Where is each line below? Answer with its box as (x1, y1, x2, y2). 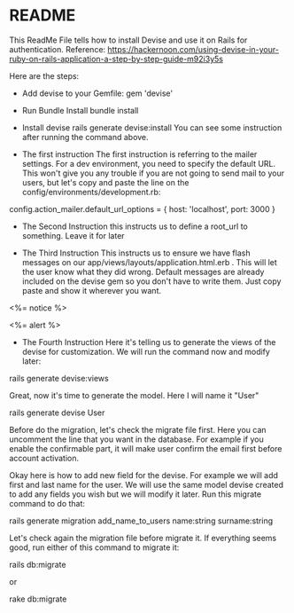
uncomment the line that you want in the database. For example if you (9, 434, 264, 444)
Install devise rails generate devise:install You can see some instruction (21, 122, 282, 133)
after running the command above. (21, 131, 149, 142)
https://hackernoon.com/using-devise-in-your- (107, 43, 279, 54)
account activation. (9, 452, 80, 463)
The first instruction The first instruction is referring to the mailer (21, 148, 258, 160)
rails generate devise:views (9, 373, 109, 383)
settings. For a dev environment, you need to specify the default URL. (21, 158, 276, 169)
